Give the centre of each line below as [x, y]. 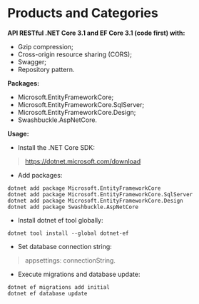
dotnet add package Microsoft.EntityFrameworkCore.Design [95, 201]
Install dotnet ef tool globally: [60, 220]
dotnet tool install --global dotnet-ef [68, 233]
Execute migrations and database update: [79, 274]
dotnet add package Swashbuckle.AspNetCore [73, 207]
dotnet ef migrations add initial [59, 287]
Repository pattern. [46, 69]
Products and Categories [83, 13]
